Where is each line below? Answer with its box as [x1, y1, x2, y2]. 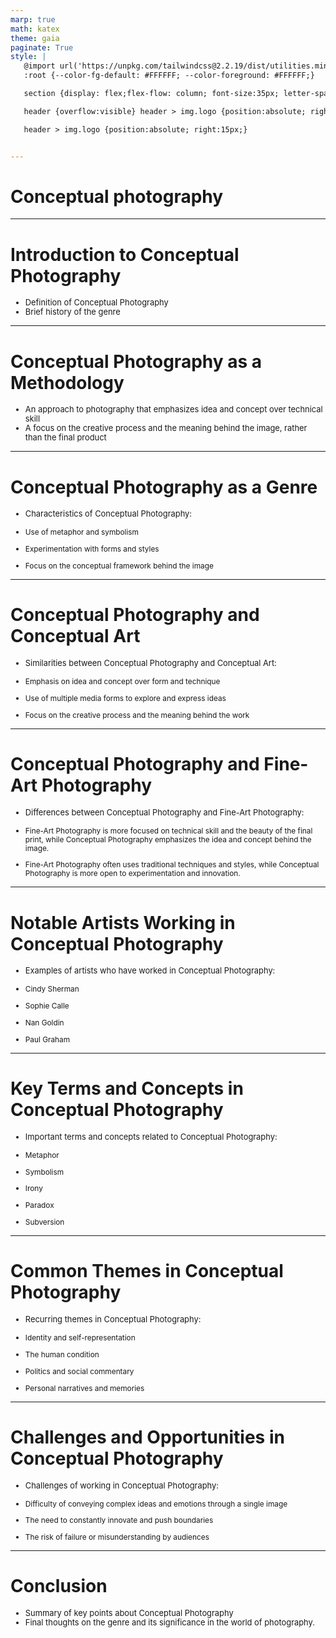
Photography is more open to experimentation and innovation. [24, 869, 241, 879]
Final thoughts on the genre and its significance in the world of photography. [24, 1617, 315, 1628]
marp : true [10, 14, 56, 25]
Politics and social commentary [24, 1366, 135, 1376]
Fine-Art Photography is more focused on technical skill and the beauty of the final [24, 826, 313, 836]
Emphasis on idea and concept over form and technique [24, 676, 221, 686]
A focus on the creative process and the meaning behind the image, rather [24, 423, 308, 434]
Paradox [24, 1201, 55, 1211]
